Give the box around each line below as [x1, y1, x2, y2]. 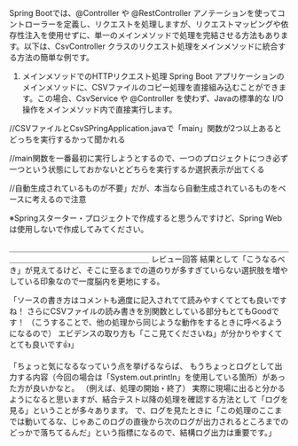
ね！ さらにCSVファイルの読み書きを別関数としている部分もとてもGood [9, 306, 272, 317]
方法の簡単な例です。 [16, 52, 95, 62]
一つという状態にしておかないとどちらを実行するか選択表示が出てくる [9, 164, 265, 175]
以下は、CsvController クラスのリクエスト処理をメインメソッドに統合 [23, 41, 278, 51]
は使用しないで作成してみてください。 [9, 224, 149, 234]
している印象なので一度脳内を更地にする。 [9, 276, 165, 286]
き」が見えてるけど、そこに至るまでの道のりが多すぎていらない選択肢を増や [9, 265, 288, 275]
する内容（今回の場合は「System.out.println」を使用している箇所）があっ [16, 372, 286, 382]
